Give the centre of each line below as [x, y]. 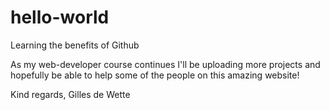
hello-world [60, 17]
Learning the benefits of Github [75, 45]
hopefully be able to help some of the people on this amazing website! [155, 75]
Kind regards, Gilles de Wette [70, 94]
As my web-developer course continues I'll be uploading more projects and [165, 64]
